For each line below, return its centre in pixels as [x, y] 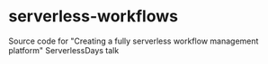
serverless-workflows [94, 16]
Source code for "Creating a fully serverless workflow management [134, 41]
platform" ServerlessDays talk [64, 50]
